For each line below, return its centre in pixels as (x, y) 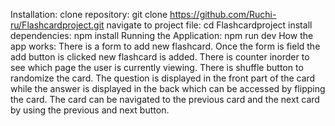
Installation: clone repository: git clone (89, 14)
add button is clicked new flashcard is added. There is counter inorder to (160, 57)
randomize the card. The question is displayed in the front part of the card (163, 78)
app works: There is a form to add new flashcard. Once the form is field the (165, 46)
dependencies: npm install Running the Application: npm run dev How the (162, 35)
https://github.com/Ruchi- (223, 14)
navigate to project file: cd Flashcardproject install (209, 25)
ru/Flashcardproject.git (57, 25)
